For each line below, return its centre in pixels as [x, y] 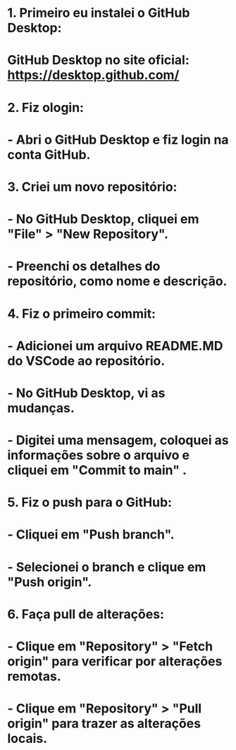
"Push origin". [50, 582]
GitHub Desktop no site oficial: [98, 60]
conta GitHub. [49, 155]
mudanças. [41, 408]
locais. [27, 739]
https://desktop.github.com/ [93, 75]
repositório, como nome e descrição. [117, 282]
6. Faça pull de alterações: [86, 614]
